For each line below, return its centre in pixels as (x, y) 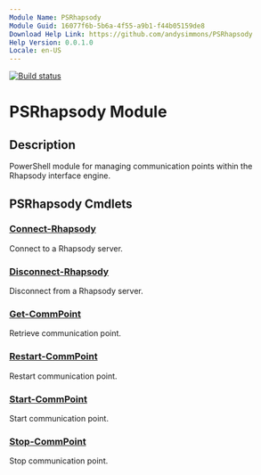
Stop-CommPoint (48, 441)
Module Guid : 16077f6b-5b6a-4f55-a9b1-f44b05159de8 (107, 26)
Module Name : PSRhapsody (55, 17)
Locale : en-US (36, 51)
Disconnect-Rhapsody (59, 271)
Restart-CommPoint (53, 356)
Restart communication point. (63, 376)
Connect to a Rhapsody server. (66, 248)
